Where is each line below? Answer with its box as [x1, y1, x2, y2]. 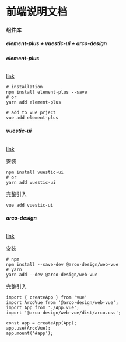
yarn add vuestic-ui [6, 179, 57, 185]
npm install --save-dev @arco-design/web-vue [6, 261, 118, 267]
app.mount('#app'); [6, 330, 54, 336]
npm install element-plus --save [6, 89, 87, 95]
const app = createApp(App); [6, 320, 77, 326]
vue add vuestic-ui [6, 202, 54, 208]
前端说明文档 [6, 5, 68, 19]
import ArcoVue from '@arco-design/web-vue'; [6, 299, 118, 305]
